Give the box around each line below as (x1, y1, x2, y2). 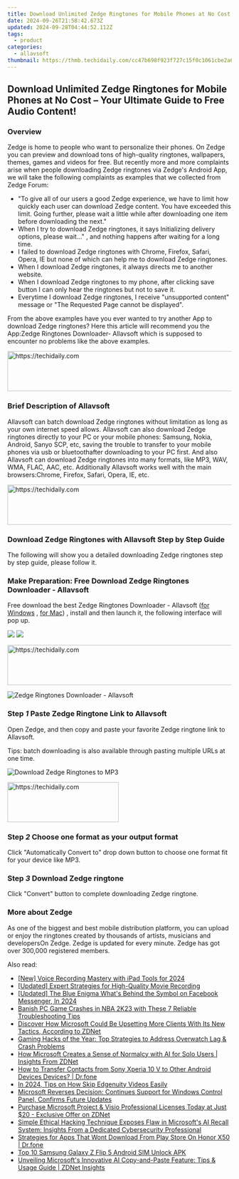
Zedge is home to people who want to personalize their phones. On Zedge (7, 143, 225, 152)
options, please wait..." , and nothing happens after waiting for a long (17, 232, 221, 241)
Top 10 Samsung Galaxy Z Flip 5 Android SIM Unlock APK (17, 1148, 186, 1156)
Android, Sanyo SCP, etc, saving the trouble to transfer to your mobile (7, 440, 211, 449)
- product (14, 37, 43, 44)
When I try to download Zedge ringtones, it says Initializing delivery (17, 225, 216, 234)
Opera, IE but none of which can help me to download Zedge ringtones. (17, 255, 228, 264)
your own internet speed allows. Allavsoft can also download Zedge (7, 425, 206, 433)
